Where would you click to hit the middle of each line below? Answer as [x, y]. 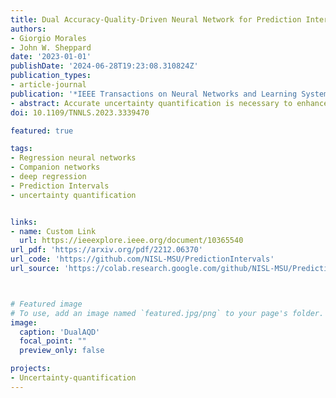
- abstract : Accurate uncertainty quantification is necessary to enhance [169, 103]
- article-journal [48, 85]
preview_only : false [62, 351]
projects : [31, 369]
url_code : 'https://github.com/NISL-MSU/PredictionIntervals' [142, 259]
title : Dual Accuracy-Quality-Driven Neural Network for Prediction [156, 19]
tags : [21, 149]
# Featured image [46, 304]
